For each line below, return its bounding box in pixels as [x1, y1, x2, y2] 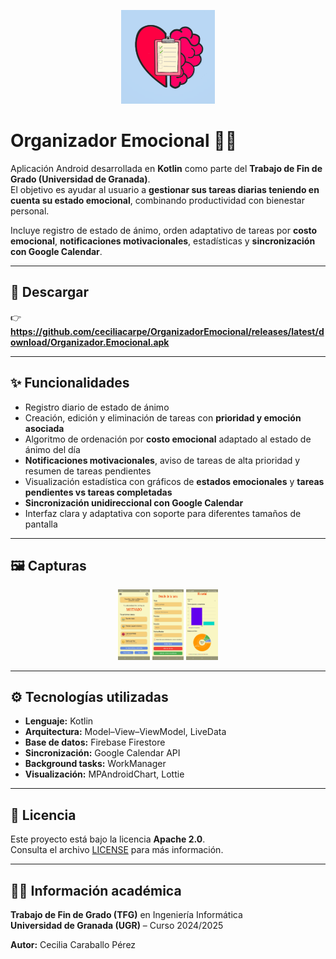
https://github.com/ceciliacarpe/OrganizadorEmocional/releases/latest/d [10, 325, 325, 337]
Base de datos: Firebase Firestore [24, 736, 166, 749]
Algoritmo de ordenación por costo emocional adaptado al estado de [24, 433, 312, 445]
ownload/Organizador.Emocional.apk [10, 336, 170, 348]
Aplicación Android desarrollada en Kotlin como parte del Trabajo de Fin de [10, 162, 323, 174]
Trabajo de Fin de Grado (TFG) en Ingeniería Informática [10, 908, 243, 920]
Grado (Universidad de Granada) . [10, 173, 151, 185]
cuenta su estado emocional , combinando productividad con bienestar [10, 194, 305, 206]
